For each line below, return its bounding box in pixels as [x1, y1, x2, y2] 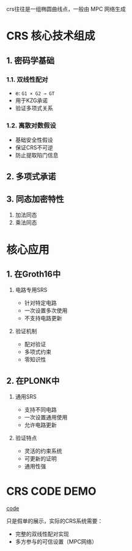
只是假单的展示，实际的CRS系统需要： [6, 517, 103, 525]
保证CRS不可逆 [15, 144, 54, 151]
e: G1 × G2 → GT [15, 89, 55, 97]
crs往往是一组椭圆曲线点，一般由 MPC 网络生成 [6, 6, 127, 12]
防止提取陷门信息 [15, 152, 59, 159]
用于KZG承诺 [15, 97, 48, 104]
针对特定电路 [24, 299, 57, 307]
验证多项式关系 [15, 104, 53, 111]
